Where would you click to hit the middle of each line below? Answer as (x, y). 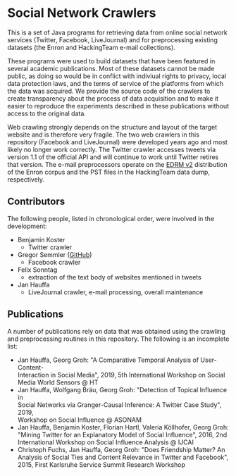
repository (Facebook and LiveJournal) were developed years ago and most (117, 142)
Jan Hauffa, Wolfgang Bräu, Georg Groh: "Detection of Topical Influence (122, 389)
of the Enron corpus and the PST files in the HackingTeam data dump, (108, 172)
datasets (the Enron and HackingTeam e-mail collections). (92, 47)
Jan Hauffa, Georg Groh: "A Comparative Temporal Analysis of (108, 360)
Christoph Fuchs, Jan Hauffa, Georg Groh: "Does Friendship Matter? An (121, 449)
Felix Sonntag (37, 270)
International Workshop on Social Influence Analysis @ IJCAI (105, 442)
